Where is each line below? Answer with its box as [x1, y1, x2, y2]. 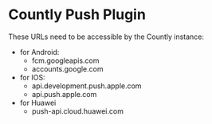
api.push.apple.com [31, 89, 97, 99]
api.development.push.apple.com [31, 81, 142, 91]
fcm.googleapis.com [31, 56, 100, 65]
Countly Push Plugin [8, 6, 146, 24]
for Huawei [19, 98, 57, 107]
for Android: [19, 47, 60, 56]
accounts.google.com [31, 64, 104, 73]
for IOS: [19, 72, 45, 82]
